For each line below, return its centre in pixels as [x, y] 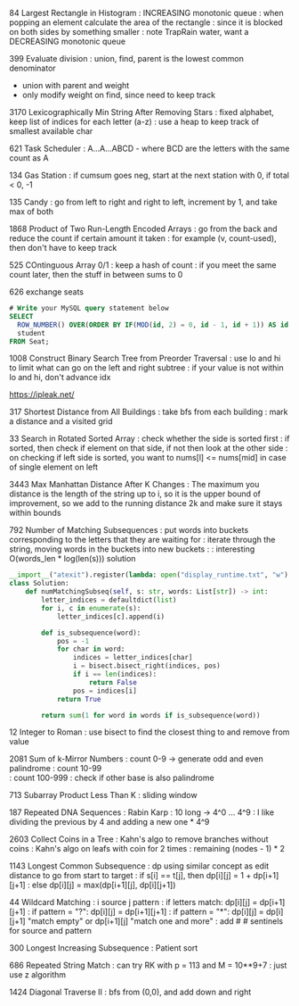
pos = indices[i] [105, 691]
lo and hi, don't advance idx [60, 378]
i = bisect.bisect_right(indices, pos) [146, 666]
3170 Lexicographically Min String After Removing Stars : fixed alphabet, [141, 112]
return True [79, 699]
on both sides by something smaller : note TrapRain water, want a [129, 32]
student [32, 333]
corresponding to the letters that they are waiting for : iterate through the [142, 540]
